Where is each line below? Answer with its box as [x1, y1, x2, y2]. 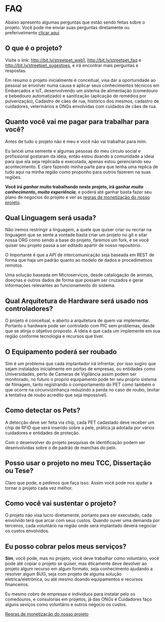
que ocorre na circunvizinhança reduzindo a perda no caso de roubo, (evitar [5, 387, 160, 392]
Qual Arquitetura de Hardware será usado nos [5, 297, 149, 305]
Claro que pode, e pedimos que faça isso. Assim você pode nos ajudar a [5, 480, 153, 485]
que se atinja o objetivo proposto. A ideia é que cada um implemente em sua [5, 328, 161, 334]
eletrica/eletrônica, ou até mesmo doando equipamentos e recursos [5, 576, 143, 582]
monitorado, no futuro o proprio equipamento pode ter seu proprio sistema [5, 377, 157, 382]
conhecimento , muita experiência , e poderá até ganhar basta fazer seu [5, 189, 152, 195]
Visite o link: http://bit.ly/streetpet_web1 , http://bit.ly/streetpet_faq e [5, 57, 141, 63]
